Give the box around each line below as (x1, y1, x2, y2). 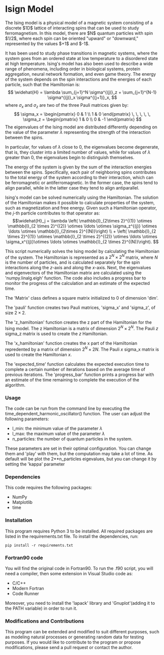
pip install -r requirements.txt (5, 543, 73, 548)
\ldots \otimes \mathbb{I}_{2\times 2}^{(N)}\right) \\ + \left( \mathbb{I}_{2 (8, 228, 156, 234)
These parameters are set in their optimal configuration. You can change (5, 445, 152, 451)
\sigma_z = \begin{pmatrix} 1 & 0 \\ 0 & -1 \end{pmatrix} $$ (23, 116, 142, 122)
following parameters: (5, 416, 49, 422)
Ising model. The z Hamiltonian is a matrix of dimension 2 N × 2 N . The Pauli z (5, 325, 159, 332)
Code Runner (12, 591, 39, 596)
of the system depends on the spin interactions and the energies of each (5, 76, 152, 82)
